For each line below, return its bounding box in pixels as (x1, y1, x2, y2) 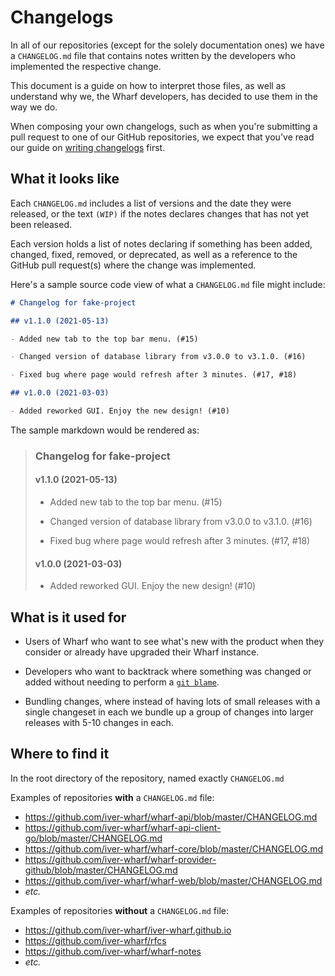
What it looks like (10, 171, 120, 188)
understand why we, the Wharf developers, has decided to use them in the (10, 90, 318, 102)
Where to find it (10, 746, 110, 763)
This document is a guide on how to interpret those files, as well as (10, 79, 286, 91)
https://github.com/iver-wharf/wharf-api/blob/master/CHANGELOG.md (24, 811, 318, 823)
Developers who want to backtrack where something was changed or (24, 666, 312, 678)
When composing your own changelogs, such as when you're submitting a (10, 120, 318, 132)
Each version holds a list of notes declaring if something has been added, (10, 237, 313, 250)
